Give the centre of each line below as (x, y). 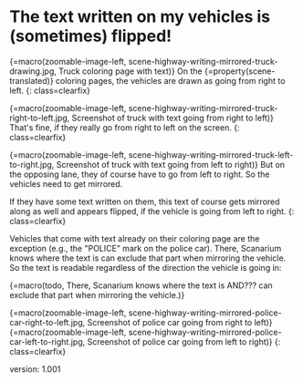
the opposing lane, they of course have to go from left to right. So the (140, 174)
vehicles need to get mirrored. (66, 183)
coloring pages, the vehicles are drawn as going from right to (170, 80)
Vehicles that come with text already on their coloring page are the (135, 238)
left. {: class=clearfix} (50, 90)
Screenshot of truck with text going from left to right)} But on (171, 164)
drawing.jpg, (33, 71)
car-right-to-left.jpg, (47, 322)
